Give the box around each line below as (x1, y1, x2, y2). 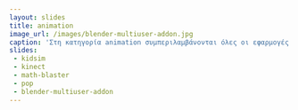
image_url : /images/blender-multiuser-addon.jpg (9, 29, 194, 38)
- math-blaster (12, 71, 70, 80)
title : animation (9, 21, 74, 30)
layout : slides (9, 12, 66, 22)
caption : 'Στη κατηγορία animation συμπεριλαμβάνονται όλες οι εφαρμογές (9, 37, 290, 47)
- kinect (12, 63, 46, 72)
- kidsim (12, 54, 46, 63)
